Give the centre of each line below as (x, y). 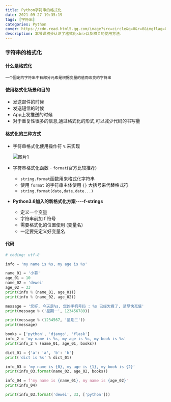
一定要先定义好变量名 (42, 231)
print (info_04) (21, 386)
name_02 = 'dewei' (25, 283)
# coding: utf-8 (22, 255)
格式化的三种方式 (23, 134)
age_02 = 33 (18, 288)
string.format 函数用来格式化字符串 (58, 179)
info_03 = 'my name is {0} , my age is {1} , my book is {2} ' (70, 367)
